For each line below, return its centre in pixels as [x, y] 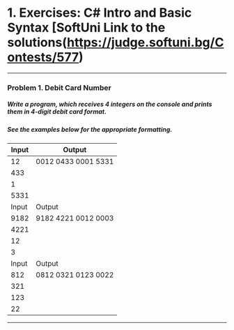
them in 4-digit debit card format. [57, 112]
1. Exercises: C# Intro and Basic [100, 13]
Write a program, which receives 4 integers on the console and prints [110, 104]
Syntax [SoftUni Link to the [86, 28]
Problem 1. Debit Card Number [59, 87]
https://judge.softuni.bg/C [146, 43]
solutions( [37, 43]
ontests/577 [43, 58]
